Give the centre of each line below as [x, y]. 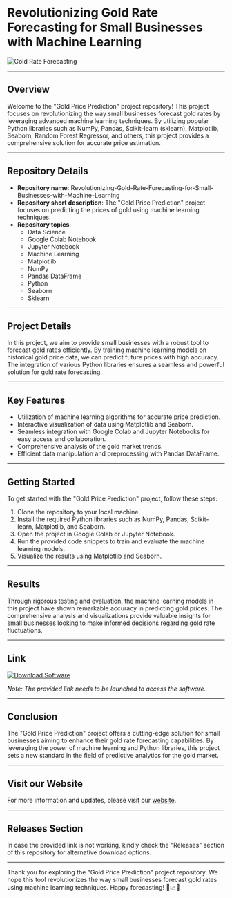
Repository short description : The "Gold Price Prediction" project [111, 203]
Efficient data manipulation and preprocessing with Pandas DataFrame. [118, 453]
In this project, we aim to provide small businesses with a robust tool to [108, 343]
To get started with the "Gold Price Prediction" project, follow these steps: [113, 498]
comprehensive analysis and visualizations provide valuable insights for [109, 615]
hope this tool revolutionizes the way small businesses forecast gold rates [112, 880]
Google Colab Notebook [62, 239]
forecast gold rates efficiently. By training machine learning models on [107, 350]
